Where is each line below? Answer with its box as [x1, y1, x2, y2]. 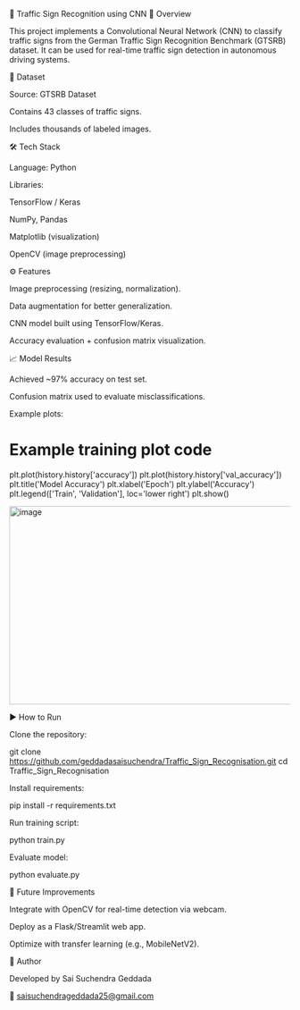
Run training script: [9, 817, 79, 828]
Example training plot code [9, 440, 212, 460]
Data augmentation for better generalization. [9, 300, 172, 311]
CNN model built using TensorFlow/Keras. [9, 318, 163, 328]
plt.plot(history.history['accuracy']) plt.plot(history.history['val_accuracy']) [9, 469, 283, 480]
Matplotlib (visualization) [9, 231, 100, 241]
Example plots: [9, 408, 64, 419]
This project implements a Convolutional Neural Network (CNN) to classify [9, 26, 283, 36]
